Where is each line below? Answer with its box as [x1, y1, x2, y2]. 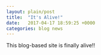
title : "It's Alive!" [6, 14, 63, 20]
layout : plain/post [6, 8, 55, 15]
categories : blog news [6, 25, 63, 32]
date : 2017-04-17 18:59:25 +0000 [6, 20, 96, 26]
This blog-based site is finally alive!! [6, 42, 95, 49]
